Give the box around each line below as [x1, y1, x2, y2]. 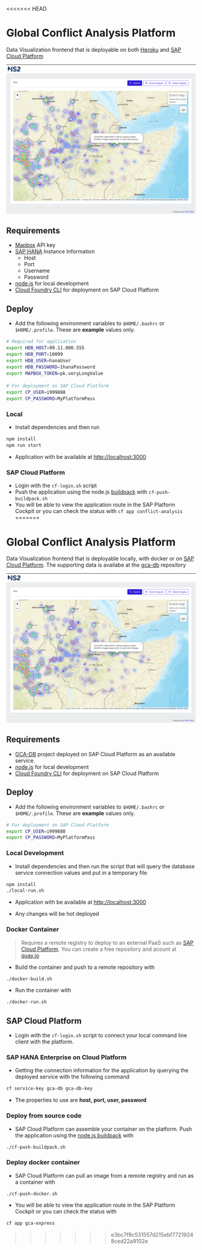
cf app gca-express [6, 1220, 55, 1226]
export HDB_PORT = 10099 [6, 352, 63, 358]
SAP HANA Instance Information [14, 248, 95, 255]
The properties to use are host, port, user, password [14, 1096, 147, 1104]
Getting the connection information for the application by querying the [14, 1067, 189, 1074]
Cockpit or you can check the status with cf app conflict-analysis [14, 508, 183, 515]
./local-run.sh [6, 888, 44, 894]
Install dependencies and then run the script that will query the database [14, 862, 195, 869]
